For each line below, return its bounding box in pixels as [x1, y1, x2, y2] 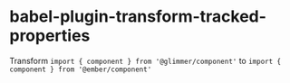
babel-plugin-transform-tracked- [9, 6, 267, 27]
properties [9, 25, 91, 46]
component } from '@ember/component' [9, 65, 152, 74]
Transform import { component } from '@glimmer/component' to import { [9, 55, 282, 66]
